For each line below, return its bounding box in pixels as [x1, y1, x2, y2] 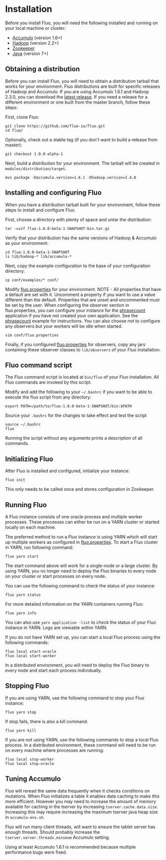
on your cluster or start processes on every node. [5, 573, 107, 579]
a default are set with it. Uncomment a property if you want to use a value [5, 291, 156, 297]
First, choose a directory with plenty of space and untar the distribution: [5, 217, 152, 223]
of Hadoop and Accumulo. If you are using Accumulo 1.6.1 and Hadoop [5, 88, 149, 95]
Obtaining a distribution [5, 65, 80, 73]
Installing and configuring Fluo [5, 188, 102, 197]
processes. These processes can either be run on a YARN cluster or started [5, 519, 160, 525]
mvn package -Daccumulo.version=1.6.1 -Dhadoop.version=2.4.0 [5, 175, 136, 180]
